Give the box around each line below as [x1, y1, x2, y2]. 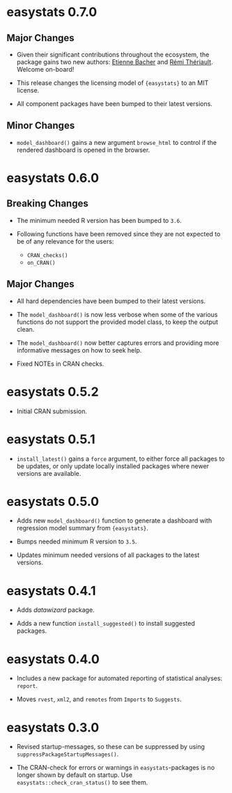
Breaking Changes [6, 198, 88, 210]
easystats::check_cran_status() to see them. [16, 778, 148, 787]
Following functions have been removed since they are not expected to [16, 229, 221, 238]
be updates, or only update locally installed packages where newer [16, 461, 210, 470]
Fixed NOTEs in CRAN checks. [16, 360, 105, 368]
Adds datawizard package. [16, 606, 95, 614]
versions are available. [16, 469, 82, 477]
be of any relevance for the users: [16, 237, 114, 245]
